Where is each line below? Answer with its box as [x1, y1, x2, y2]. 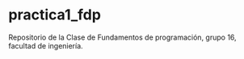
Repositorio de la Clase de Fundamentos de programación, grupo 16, [8, 32, 237, 42]
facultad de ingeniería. [8, 40, 83, 50]
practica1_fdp [8, 6, 101, 24]
